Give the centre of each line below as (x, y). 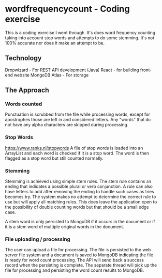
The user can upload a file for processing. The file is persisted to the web (78, 250)
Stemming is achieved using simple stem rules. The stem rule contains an (78, 181)
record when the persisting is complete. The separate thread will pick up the (81, 265)
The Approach (27, 90)
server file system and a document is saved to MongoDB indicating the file (79, 255)
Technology (23, 58)
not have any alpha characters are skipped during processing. (67, 125)
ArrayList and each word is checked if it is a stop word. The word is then (77, 153)
